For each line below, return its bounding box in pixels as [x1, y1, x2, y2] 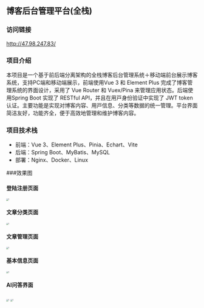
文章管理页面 [6, 232, 38, 240]
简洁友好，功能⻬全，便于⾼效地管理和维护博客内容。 [6, 109, 140, 116]
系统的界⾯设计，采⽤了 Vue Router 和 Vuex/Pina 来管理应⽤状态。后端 [11, 86, 188, 93]
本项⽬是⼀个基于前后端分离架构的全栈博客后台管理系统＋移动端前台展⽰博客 [6, 71, 198, 78]
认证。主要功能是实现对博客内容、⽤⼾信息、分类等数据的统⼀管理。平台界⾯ [6, 101, 198, 109]
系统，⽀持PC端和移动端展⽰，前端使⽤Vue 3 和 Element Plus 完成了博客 [6, 79, 188, 86]
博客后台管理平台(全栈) [6, 5, 92, 16]
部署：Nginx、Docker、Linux [15, 156, 89, 163]
